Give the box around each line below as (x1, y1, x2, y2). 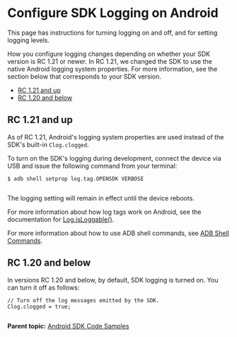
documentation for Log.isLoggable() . (7, 215, 115, 224)
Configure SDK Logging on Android (7, 5, 219, 21)
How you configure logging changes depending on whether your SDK (7, 50, 211, 58)
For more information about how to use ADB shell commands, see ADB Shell (7, 229, 230, 237)
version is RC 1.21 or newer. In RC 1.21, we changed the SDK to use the (7, 57, 212, 65)
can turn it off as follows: (7, 283, 80, 292)
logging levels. (7, 35, 50, 44)
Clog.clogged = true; (7, 303, 71, 310)
